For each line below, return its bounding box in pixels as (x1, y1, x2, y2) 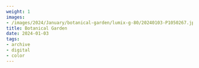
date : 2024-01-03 (6, 31, 49, 37)
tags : (6, 36, 20, 42)
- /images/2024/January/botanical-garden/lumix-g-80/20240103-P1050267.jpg (6, 20, 197, 25)
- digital (6, 47, 31, 53)
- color (6, 53, 25, 59)
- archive (6, 42, 31, 48)
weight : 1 (6, 8, 31, 15)
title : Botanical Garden (6, 25, 68, 31)
